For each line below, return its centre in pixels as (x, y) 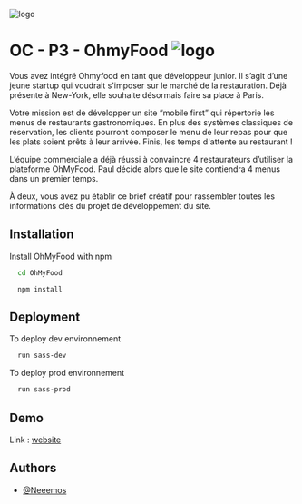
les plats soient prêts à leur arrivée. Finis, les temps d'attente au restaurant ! (151, 142)
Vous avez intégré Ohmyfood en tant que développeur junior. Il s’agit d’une (149, 75)
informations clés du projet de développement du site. (110, 205)
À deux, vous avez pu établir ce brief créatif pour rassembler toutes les (142, 196)
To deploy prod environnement (67, 373)
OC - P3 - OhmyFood (89, 51)
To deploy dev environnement (65, 339)
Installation (42, 235)
